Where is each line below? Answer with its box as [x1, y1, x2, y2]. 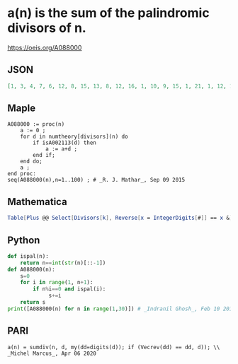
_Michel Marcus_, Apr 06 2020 [7, 350, 97, 357]
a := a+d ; [45, 146, 78, 153]
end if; [33, 152, 55, 159]
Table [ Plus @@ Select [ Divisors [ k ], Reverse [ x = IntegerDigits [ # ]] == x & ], [7, 214, 236, 222]
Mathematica [7, 196, 67, 208]
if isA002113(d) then [33, 139, 97, 146]
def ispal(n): [7, 252, 50, 259]
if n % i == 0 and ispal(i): [33, 286, 106, 293]
